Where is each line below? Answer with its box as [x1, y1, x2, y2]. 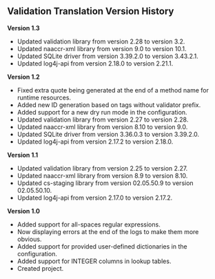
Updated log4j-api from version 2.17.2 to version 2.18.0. [17, 137, 174, 146]
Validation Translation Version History [7, 6, 174, 17]
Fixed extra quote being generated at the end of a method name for [17, 86, 209, 94]
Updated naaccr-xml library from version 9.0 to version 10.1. [17, 44, 187, 52]
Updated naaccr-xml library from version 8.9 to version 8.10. [17, 171, 188, 180]
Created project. [17, 264, 64, 272]
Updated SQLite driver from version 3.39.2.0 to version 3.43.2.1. [17, 52, 198, 60]
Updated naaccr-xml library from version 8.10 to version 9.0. [17, 122, 188, 131]
